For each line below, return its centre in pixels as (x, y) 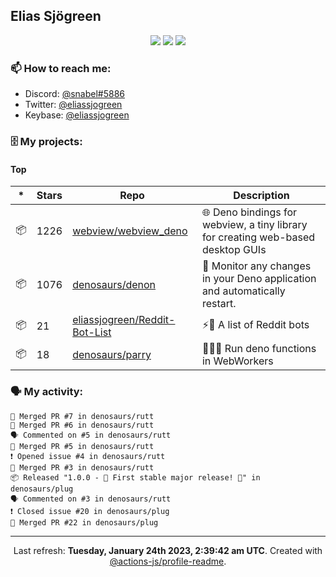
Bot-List (92, 332)
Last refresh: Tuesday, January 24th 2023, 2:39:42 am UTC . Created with (168, 550)
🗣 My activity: (47, 392)
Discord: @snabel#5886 (75, 94)
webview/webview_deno (130, 231)
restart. (219, 304)
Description (261, 196)
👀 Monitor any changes (256, 266)
